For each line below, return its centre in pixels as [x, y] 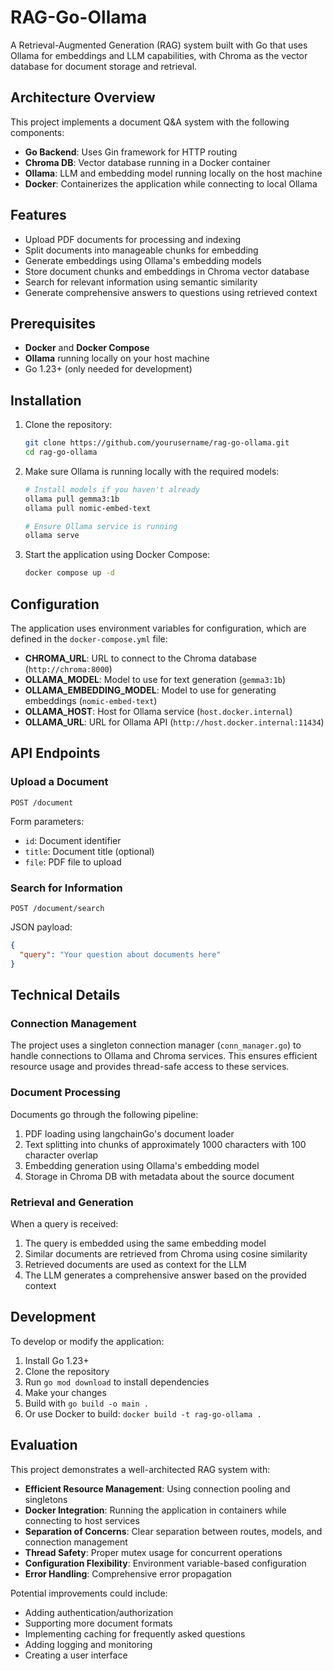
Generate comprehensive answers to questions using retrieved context [171, 292]
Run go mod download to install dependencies [117, 1382]
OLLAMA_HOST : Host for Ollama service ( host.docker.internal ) [158, 711]
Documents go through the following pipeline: [104, 1114]
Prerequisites [53, 323]
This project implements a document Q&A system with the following [150, 122]
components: [37, 132]
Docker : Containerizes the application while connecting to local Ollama [171, 183]
